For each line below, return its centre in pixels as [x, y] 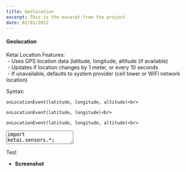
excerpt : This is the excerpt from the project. [67, 17]
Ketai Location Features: [36, 54]
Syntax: [15, 91]
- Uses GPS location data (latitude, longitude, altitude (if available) [88, 61]
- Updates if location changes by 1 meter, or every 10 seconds [83, 67]
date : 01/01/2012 [27, 22]
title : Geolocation [30, 12]
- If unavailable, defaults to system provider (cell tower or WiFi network [94, 73]
